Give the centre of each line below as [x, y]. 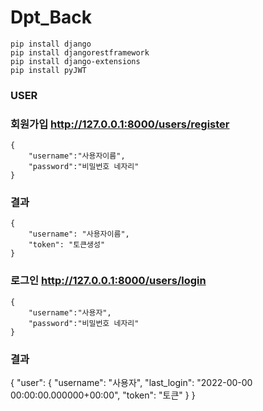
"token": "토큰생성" [67, 245]
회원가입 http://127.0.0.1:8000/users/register [120, 124]
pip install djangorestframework [80, 52]
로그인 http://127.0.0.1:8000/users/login [108, 281]
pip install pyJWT [48, 70]
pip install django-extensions [75, 61]
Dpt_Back [51, 17]
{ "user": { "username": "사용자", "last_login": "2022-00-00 [131, 383]
